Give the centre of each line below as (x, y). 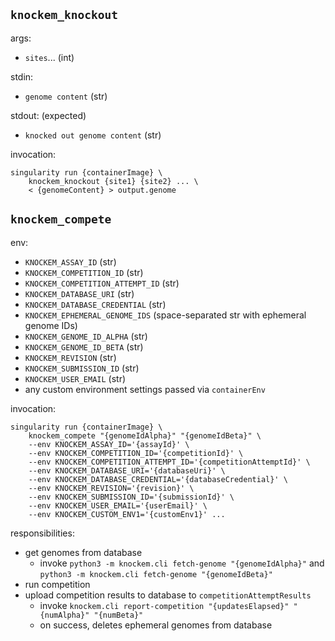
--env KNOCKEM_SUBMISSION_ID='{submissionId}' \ (131, 497)
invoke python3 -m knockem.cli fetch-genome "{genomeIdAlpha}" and (182, 563)
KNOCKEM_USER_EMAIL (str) (75, 378)
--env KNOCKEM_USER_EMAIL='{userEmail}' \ (118, 505)
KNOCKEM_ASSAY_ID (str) (70, 261)
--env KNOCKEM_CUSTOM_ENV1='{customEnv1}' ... (127, 514)
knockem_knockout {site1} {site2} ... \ (113, 181)
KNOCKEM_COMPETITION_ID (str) (84, 272)
